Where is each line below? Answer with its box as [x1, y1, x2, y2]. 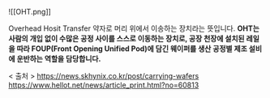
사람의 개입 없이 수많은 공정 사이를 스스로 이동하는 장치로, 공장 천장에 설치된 [8, 34, 245, 43]
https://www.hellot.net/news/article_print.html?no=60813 [8, 80, 199, 90]
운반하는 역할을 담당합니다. [16, 54, 101, 63]
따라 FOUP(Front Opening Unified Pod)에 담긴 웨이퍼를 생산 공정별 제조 [16, 44, 247, 53]
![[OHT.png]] [8, 7, 51, 16]
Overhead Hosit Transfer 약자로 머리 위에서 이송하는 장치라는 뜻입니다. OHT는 [8, 23, 259, 33]
